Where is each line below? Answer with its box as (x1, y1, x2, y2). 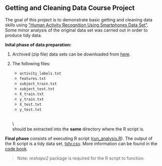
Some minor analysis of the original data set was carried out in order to (5, 27, 148, 33)
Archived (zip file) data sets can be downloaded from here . (12, 51, 131, 57)
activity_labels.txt (19, 71, 61, 76)
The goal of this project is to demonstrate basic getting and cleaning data (5, 17, 153, 22)
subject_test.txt (19, 86, 55, 92)
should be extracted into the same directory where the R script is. (12, 126, 145, 132)
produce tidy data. (5, 32, 42, 38)
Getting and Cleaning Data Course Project (5, 4, 135, 12)
